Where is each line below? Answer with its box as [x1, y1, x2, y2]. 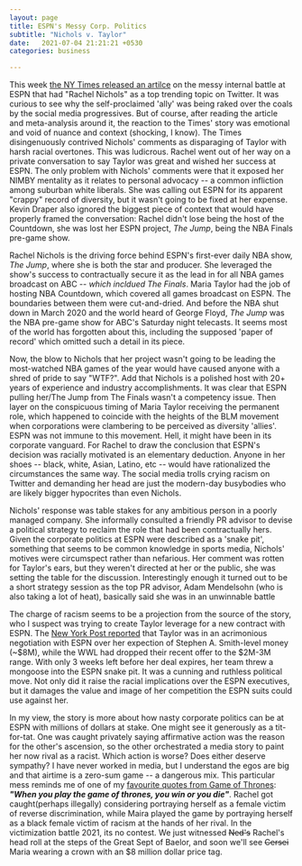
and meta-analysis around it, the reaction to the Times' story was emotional [9, 118, 290, 129]
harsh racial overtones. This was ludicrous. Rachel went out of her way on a [9, 146, 291, 158]
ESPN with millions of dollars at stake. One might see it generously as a [9, 722, 274, 733]
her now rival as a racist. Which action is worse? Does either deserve [9, 751, 266, 761]
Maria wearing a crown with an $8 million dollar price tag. [9, 846, 223, 857]
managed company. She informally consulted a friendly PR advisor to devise [9, 515, 293, 525]
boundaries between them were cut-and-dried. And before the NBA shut [9, 298, 279, 309]
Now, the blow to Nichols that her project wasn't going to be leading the [9, 353, 277, 365]
